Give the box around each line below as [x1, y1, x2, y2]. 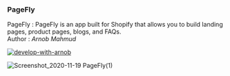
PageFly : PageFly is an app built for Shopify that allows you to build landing [7, 21, 223, 29]
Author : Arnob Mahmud [7, 35, 77, 43]
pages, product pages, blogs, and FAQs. [7, 27, 122, 36]
